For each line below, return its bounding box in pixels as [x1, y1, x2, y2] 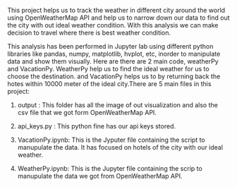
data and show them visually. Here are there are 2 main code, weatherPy [7, 57, 219, 66]
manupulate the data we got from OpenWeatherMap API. [17, 172, 183, 180]
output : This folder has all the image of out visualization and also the [17, 101, 219, 109]
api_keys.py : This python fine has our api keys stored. [17, 122, 176, 130]
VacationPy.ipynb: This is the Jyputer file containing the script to [17, 135, 206, 144]
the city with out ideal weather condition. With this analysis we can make [7, 21, 219, 29]
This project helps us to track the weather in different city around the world [7, 6, 226, 14]
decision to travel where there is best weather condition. [7, 28, 171, 37]
